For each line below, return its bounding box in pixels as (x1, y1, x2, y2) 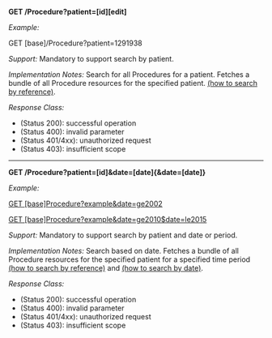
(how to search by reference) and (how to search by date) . (8, 263, 204, 272)
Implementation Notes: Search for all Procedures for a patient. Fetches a (8, 70, 250, 79)
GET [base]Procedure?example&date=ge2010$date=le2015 (8, 215, 207, 224)
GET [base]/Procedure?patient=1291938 (8, 38, 143, 48)
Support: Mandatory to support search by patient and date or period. (8, 230, 238, 240)
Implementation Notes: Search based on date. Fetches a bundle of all (8, 246, 240, 255)
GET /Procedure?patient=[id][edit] (8, 7, 127, 16)
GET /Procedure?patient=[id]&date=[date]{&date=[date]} (8, 168, 206, 177)
